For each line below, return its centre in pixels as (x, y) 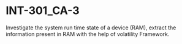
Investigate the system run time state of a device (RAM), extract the (91, 28)
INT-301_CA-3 (43, 11)
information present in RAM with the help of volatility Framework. (88, 34)
